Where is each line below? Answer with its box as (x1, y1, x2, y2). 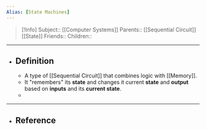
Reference (15, 115, 56, 126)
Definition (15, 56, 54, 66)
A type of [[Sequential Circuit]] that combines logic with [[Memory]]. (24, 72, 197, 80)
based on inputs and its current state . (24, 85, 121, 93)
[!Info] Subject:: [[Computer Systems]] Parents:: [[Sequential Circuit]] (21, 26, 196, 33)
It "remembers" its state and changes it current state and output (24, 78, 189, 86)
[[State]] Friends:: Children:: (21, 32, 92, 40)
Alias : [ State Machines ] (6, 9, 70, 15)
